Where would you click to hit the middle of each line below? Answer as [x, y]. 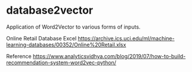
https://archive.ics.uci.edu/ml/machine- [126, 38]
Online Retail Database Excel [41, 38]
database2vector [50, 10]
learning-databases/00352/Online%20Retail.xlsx [66, 45]
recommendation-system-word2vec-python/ [61, 62]
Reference [19, 56]
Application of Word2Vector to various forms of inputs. [73, 27]
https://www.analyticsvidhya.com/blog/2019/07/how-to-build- [109, 56]
